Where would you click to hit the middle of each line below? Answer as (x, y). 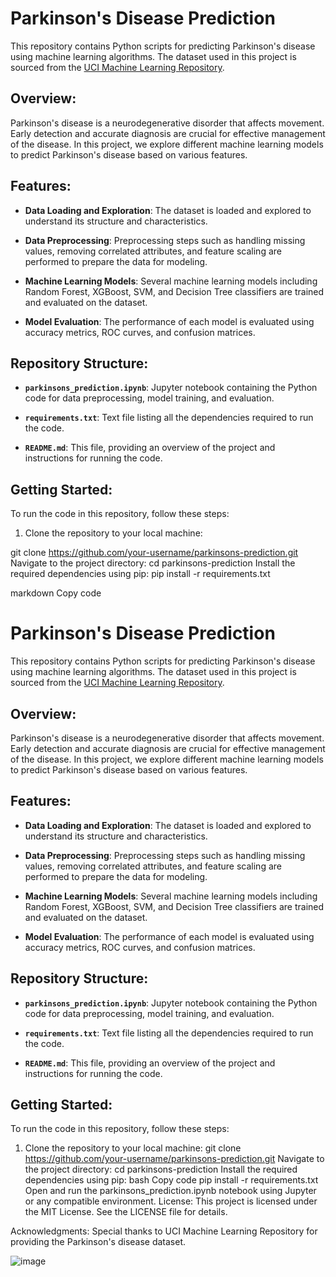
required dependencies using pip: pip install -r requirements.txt (140, 574)
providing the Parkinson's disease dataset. (98, 1242)
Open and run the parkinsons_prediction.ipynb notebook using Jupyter (170, 1191)
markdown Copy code (56, 593)
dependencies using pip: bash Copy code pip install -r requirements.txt (171, 1180)
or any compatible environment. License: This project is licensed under (171, 1201)
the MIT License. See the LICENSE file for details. (126, 1212)
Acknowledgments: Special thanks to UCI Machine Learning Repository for (164, 1231)
